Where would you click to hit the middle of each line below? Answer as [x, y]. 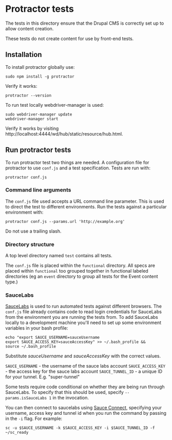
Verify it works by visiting [32, 128]
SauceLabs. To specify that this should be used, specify [65, 392]
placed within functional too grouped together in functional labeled [77, 271]
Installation [24, 55]
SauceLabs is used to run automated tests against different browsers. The [83, 307]
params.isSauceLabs [26, 398]
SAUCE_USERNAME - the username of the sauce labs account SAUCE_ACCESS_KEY [85, 366]
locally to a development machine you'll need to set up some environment [83, 323]
